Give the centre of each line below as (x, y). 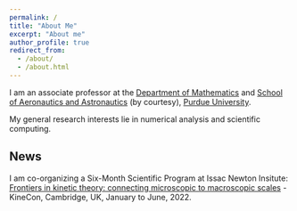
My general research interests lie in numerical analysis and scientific (135, 119)
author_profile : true (49, 42)
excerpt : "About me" (48, 34)
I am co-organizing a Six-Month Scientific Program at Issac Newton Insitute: (148, 178)
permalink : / (33, 17)
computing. (30, 128)
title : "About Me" (43, 26)
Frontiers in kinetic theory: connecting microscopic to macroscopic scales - (148, 187)
